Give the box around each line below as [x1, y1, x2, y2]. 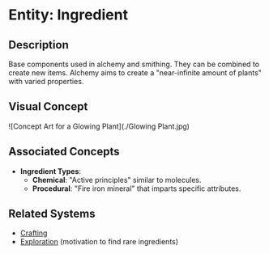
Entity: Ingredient [8, 6, 128, 24]
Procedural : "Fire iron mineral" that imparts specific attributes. [32, 184, 241, 193]
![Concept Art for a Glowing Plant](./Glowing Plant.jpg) [8, 121, 190, 131]
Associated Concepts [8, 145, 120, 159]
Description [8, 38, 69, 52]
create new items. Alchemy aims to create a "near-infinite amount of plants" [8, 68, 262, 78]
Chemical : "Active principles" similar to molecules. [32, 175, 202, 184]
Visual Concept [8, 99, 88, 114]
